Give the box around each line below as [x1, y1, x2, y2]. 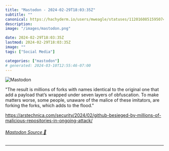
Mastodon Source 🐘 [5, 129, 47, 135]
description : [5, 21, 33, 27]
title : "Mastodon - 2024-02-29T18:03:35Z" [5, 7, 96, 13]
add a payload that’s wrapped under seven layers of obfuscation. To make [5, 92, 159, 98]
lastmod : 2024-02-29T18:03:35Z [5, 40, 71, 45]
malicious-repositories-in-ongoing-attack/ [5, 118, 93, 124]
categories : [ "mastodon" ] [5, 58, 59, 63]
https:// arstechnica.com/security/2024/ [5, 112, 87, 118]
